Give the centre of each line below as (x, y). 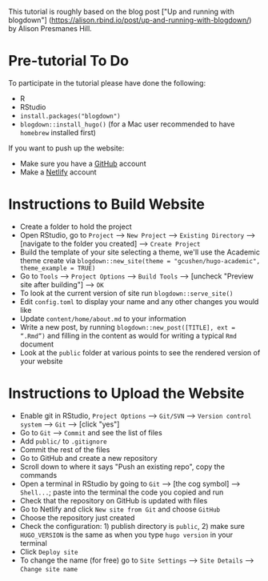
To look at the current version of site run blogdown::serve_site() (126, 293)
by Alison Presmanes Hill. (50, 28)
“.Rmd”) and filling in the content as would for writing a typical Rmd (128, 335)
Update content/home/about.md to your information (103, 319)
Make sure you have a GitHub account (83, 163)
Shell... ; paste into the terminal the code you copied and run (122, 492)
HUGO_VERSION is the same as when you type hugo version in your (126, 535)
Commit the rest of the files (65, 449)
